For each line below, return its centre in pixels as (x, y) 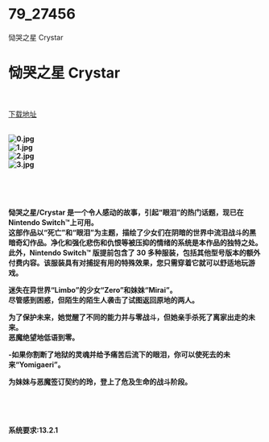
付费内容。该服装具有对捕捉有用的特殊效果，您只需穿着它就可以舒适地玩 (128, 262)
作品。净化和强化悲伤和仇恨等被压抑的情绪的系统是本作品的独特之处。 (146, 242)
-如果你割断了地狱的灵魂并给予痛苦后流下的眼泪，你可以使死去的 (116, 354)
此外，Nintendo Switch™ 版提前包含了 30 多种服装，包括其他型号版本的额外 (134, 252)
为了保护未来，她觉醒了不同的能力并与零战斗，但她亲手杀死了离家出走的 (128, 317)
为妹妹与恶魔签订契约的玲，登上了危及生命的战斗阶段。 (100, 382)
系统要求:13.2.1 (33, 430)
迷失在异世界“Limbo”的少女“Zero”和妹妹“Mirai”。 (93, 290)
